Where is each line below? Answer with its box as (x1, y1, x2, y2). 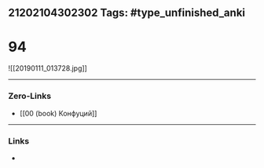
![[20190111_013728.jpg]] (8, 64, 88, 73)
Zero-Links (8, 90, 52, 101)
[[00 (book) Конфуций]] (19, 108, 97, 118)
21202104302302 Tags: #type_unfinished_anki (8, 6, 246, 20)
